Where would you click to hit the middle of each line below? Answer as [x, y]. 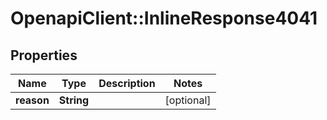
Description [127, 83]
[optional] [188, 100]
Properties [44, 55]
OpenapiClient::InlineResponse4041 [164, 18]
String [74, 100]
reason [32, 100]
